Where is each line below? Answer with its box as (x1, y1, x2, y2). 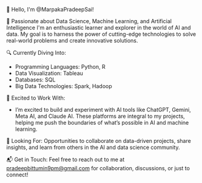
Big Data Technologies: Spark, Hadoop (15, 83, 112, 89)
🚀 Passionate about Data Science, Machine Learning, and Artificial (6, 18, 172, 24)
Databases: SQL (15, 76, 56, 83)
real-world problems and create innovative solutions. (6, 37, 138, 44)
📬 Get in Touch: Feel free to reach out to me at (6, 156, 125, 163)
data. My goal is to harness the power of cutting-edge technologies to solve (6, 30, 196, 38)
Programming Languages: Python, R (15, 63, 106, 70)
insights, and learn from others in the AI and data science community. (6, 143, 180, 151)
